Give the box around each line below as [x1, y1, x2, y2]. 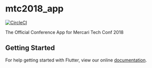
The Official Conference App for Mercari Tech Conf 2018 [5, 29, 124, 35]
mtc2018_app [5, 3, 64, 14]
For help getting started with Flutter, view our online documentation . [5, 57, 147, 63]
